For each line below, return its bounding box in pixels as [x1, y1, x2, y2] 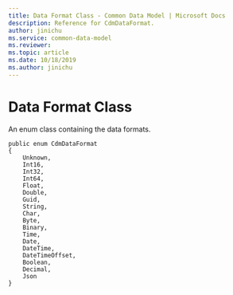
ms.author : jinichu [8, 64, 73, 72]
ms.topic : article [8, 49, 69, 57]
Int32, [22, 167, 45, 175]
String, [22, 203, 48, 210]
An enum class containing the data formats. [8, 124, 151, 134]
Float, [22, 181, 45, 190]
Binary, [22, 223, 48, 231]
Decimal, [22, 265, 52, 273]
